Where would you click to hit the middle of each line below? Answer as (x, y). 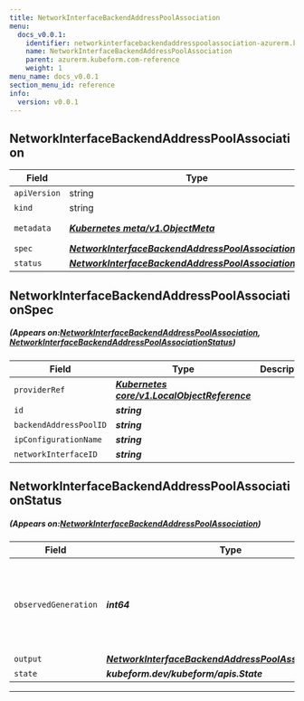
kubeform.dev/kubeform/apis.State (185, 673)
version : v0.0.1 (48, 102)
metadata (33, 228)
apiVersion (37, 194)
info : (19, 93)
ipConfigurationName (58, 439)
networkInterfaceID (56, 454)
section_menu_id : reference (62, 85)
